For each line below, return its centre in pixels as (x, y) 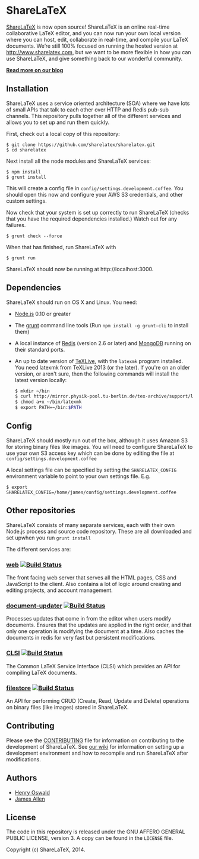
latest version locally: (41, 380)
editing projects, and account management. (59, 590)
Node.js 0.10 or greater (43, 314)
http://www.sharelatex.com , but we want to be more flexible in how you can (99, 52)
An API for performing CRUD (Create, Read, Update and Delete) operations (98, 700)
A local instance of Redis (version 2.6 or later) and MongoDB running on (103, 343)
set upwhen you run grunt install (48, 538)
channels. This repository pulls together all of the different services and (94, 116)
